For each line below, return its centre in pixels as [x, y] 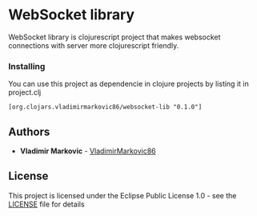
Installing [27, 66]
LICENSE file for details [47, 204]
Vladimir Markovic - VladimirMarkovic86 [88, 151]
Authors [29, 131]
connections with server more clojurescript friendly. [94, 45]
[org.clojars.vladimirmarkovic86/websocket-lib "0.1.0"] [105, 107]
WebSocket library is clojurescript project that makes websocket [114, 37]
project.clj [25, 92]
